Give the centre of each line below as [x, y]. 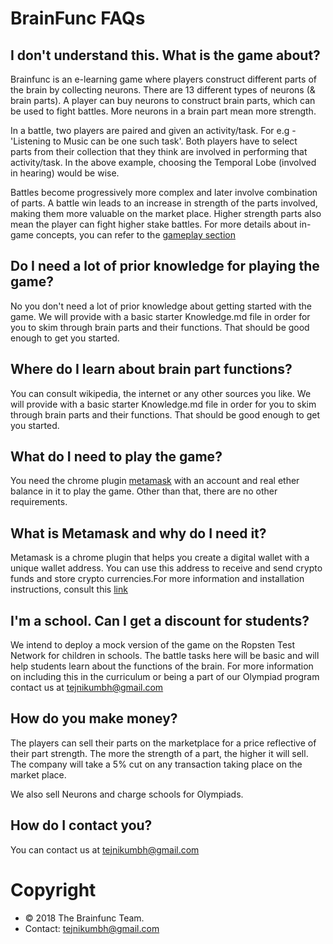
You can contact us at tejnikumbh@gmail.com [105, 849]
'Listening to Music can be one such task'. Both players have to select [154, 141]
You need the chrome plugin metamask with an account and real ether [155, 481]
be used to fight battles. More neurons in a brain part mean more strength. [163, 111]
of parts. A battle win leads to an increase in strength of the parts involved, [164, 203]
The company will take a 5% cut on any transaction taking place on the [156, 764]
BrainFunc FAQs [78, 18]
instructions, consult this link [69, 589]
